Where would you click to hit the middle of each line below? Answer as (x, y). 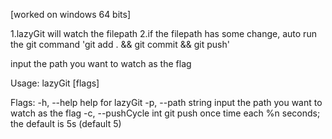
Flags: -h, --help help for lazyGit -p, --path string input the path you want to (166, 102)
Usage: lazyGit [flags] (55, 83)
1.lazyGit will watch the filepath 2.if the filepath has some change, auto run (163, 33)
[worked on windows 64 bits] (71, 14)
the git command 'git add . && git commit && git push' (120, 44)
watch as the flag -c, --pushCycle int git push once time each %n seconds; (165, 113)
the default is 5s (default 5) (66, 123)
